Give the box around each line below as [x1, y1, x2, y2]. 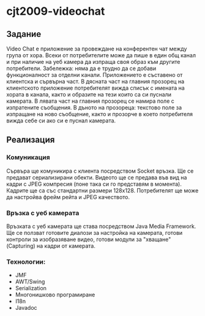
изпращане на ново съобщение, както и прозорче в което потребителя [6, 111, 193, 117]
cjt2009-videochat [6, 4, 105, 18]
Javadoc [15, 304, 38, 312]
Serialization [15, 285, 47, 292]
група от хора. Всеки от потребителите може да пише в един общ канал [6, 52, 196, 59]
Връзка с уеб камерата [6, 208, 80, 217]
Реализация [6, 135, 55, 145]
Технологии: [6, 257, 46, 266]
